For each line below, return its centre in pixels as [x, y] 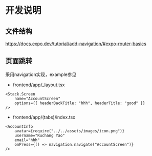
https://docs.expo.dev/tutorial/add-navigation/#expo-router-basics [76, 44]
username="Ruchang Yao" [40, 135]
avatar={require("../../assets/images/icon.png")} [70, 131]
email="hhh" [27, 140]
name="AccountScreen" [37, 99]
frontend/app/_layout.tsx [39, 85]
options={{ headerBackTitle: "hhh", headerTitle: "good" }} [80, 103]
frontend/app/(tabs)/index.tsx [44, 117]
